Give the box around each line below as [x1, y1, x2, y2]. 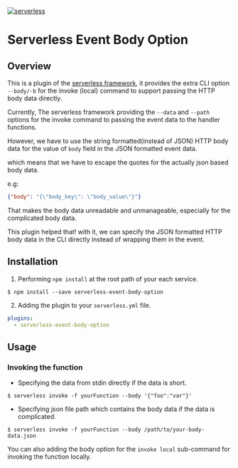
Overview [7, 60, 52, 72]
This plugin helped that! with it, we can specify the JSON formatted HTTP [7, 227, 222, 236]
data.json [7, 432, 37, 440]
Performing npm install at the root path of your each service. [17, 274, 199, 283]
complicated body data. [7, 214, 77, 222]
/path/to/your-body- [144, 426, 205, 434]
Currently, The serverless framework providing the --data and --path [7, 108, 210, 116]
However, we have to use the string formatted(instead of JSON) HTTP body [7, 137, 229, 145]
